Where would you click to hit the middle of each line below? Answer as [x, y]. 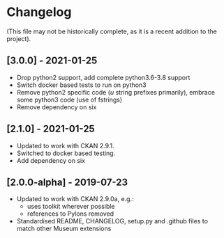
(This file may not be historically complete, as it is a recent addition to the [112, 31]
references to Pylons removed [70, 214]
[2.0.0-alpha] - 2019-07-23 [67, 182]
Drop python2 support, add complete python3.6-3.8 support [103, 77]
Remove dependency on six [57, 107]
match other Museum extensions [64, 229]
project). [19, 38]
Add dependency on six [51, 160]
